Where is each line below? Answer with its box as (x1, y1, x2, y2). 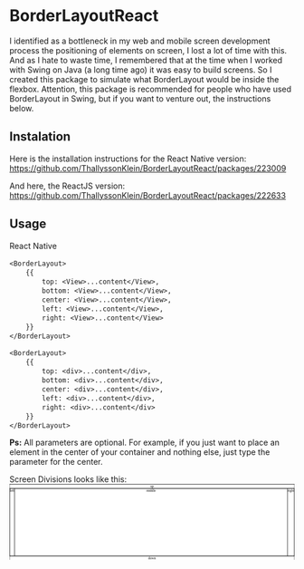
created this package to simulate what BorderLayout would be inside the (9, 73, 280, 84)
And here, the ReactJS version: (9, 180, 125, 191)
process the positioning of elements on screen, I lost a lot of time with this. (9, 44, 288, 55)
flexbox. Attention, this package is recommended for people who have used (9, 83, 292, 94)
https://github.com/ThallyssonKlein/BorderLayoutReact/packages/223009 (9, 162, 287, 173)
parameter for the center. (9, 456, 103, 467)
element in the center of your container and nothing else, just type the (9, 446, 271, 458)
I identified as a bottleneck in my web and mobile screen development (9, 35, 271, 46)
